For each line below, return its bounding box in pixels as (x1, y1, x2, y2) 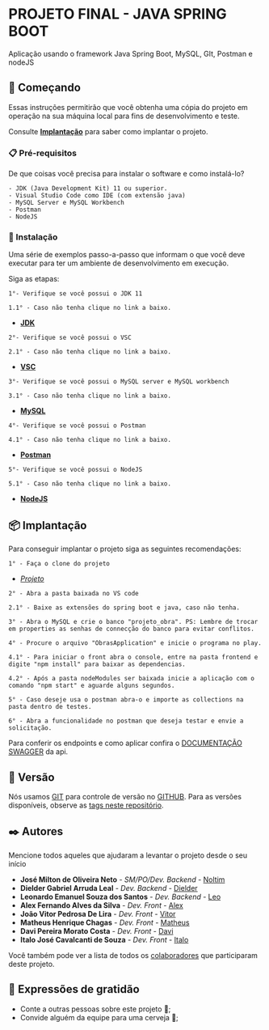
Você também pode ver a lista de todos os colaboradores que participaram (8, 950, 258, 960)
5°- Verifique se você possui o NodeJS (8, 466, 143, 474)
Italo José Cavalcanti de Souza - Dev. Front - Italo (19, 935, 189, 944)
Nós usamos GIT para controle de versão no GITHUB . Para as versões (8, 791, 242, 801)
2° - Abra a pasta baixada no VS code (8, 590, 139, 598)
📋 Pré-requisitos (8, 147, 77, 159)
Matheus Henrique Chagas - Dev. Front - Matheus (19, 918, 190, 927)
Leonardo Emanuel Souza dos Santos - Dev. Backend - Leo (19, 892, 221, 901)
